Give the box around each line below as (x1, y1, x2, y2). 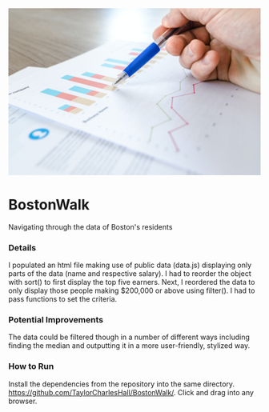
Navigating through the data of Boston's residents (8, 222, 173, 231)
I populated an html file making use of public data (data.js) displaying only (8, 260, 252, 270)
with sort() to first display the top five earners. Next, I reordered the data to (8, 277, 255, 286)
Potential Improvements (8, 314, 104, 325)
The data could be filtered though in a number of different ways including (8, 332, 251, 342)
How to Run (8, 361, 54, 372)
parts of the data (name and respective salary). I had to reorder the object (8, 268, 252, 278)
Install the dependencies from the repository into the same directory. (8, 379, 235, 389)
